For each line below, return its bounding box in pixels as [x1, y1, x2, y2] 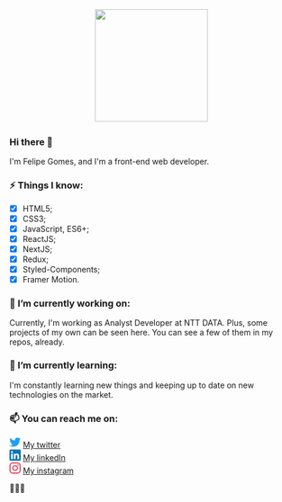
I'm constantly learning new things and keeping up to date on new [9, 380, 255, 390]
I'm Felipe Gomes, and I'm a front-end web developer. [9, 157, 210, 167]
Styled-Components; [22, 264, 101, 274]
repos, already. [9, 336, 65, 347]
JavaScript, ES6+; [22, 223, 90, 234]
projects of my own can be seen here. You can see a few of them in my [9, 327, 273, 338]
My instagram [22, 465, 75, 476]
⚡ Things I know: [9, 179, 84, 192]
